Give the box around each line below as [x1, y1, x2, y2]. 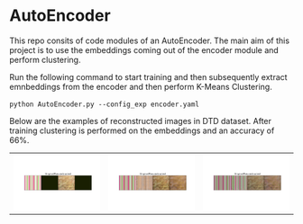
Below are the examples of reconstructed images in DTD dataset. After [9, 115, 272, 126]
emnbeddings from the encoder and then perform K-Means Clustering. [9, 81, 272, 92]
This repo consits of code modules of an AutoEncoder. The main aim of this [9, 35, 290, 46]
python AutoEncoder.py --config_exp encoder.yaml [9, 100, 200, 109]
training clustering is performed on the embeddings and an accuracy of [9, 125, 275, 136]
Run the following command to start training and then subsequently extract [9, 71, 288, 82]
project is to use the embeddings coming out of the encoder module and [9, 44, 280, 55]
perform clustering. [9, 54, 81, 65]
